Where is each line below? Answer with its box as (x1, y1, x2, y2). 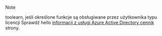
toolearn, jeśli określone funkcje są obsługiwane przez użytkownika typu (5, 14, 157, 20)
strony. (5, 25, 20, 31)
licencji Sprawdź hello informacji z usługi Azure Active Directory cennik (5, 20, 154, 25)
